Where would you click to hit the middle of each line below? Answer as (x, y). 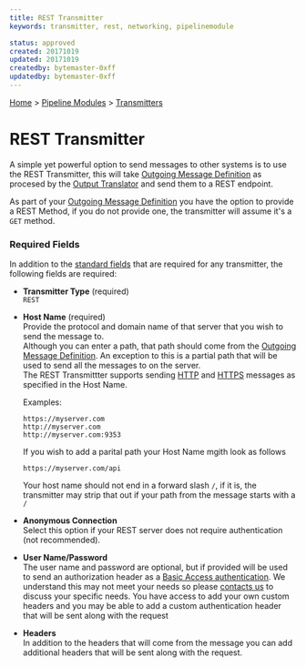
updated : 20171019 (44, 60)
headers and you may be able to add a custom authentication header (152, 606)
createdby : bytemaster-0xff (63, 68)
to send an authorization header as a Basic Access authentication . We (154, 577)
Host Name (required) (64, 317)
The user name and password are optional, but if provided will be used (155, 567)
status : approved (42, 43)
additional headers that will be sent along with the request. (133, 652)
